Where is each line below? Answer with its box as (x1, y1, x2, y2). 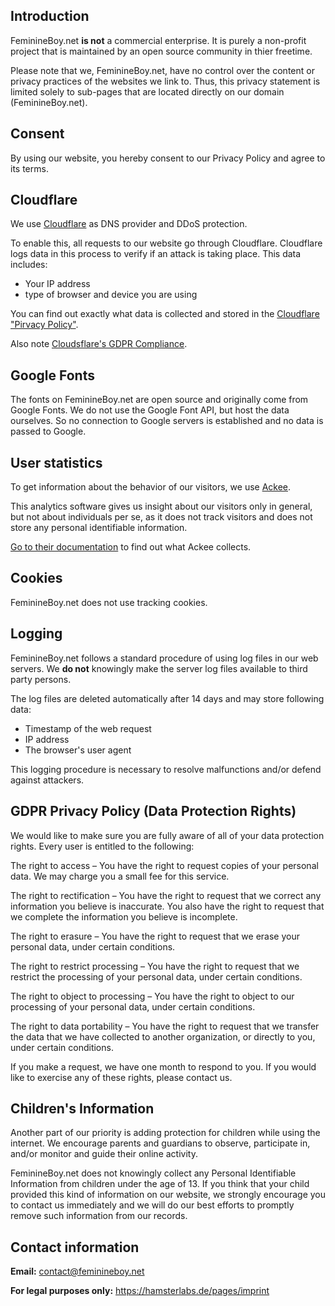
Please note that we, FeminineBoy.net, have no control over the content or (10, 64, 315, 76)
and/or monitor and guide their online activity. (10, 1148, 198, 1160)
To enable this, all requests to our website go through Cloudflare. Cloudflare (10, 237, 323, 249)
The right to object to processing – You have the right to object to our (10, 990, 295, 1002)
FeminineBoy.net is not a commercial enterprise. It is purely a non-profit (10, 34, 307, 46)
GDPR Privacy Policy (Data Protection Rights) (10, 803, 297, 820)
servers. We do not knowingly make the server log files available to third (10, 662, 308, 674)
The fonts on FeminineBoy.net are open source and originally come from (10, 394, 309, 406)
